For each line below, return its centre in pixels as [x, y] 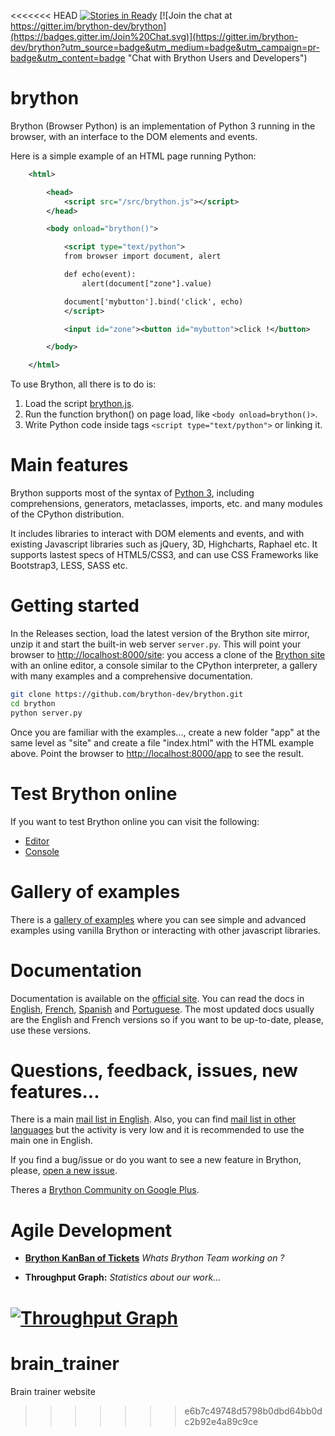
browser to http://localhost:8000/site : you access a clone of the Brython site [168, 655]
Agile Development [91, 1230]
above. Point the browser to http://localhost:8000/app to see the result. [157, 753]
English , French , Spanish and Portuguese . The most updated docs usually [162, 1009]
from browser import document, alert [142, 256]
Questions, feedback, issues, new [154, 1070]
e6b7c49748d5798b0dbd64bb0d [253, 1411]
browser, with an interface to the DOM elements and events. [134, 136]
